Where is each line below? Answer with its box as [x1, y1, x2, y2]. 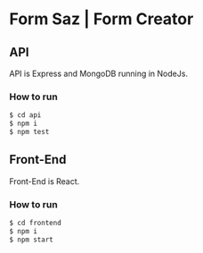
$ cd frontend [9, 219, 62, 228]
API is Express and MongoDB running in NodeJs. [9, 68, 189, 79]
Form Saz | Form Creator [9, 9, 194, 30]
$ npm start [9, 235, 53, 244]
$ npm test [9, 128, 50, 137]
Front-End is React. [9, 175, 80, 187]
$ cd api [9, 111, 42, 120]
